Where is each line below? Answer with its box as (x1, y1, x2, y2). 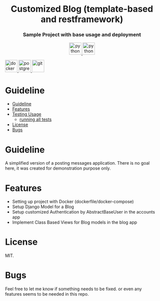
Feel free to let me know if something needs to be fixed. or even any (5, 286, 142, 292)
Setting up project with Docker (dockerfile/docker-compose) (12, 199, 134, 205)
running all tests (19, 116, 52, 123)
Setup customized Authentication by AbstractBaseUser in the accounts (12, 209, 155, 215)
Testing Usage (12, 111, 41, 117)
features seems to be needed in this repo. (5, 291, 89, 297)
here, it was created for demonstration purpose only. (5, 165, 111, 172)
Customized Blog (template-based (10, 3, 154, 15)
